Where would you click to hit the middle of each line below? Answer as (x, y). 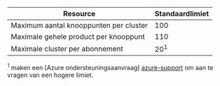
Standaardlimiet (182, 14)
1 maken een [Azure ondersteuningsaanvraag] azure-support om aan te (110, 67)
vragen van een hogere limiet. (50, 75)
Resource (79, 14)
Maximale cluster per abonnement (67, 49)
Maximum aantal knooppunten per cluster (80, 25)
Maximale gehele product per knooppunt (78, 36)
